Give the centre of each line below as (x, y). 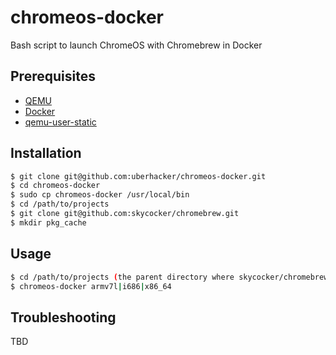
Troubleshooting (63, 317)
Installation (46, 153)
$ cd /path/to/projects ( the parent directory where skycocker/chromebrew (169, 277)
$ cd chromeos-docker (55, 186)
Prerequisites (53, 76)
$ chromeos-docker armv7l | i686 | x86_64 (91, 286)
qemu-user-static (60, 122)
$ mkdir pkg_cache (48, 222)
